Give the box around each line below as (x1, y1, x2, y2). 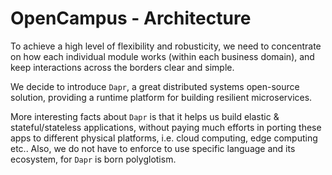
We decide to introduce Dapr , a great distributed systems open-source (10, 80, 300, 92)
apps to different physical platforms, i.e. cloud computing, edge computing (10, 132, 318, 144)
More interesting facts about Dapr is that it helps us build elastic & (10, 110, 280, 122)
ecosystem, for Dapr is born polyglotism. (10, 153, 177, 165)
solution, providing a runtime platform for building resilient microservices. (10, 91, 313, 103)
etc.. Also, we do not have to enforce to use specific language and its (10, 142, 296, 154)
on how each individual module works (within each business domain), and (10, 50, 315, 62)
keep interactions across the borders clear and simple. (10, 61, 235, 73)
